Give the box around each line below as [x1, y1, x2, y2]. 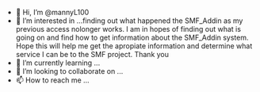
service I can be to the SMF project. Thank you [15, 50, 169, 59]
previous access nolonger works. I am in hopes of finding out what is [15, 25, 242, 33]
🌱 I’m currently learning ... [15, 58, 101, 67]
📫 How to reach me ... [15, 75, 90, 85]
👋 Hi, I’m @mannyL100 [15, 8, 90, 17]
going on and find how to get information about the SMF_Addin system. [15, 33, 249, 42]
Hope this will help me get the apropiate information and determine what [15, 41, 253, 51]
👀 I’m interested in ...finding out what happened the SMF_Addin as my [15, 16, 243, 25]
